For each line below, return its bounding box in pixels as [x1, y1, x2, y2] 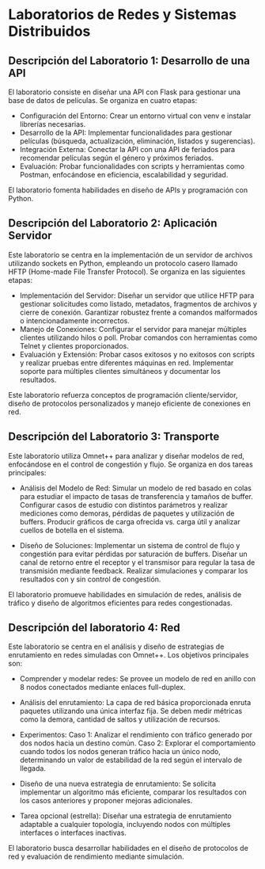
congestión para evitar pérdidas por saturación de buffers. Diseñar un [19, 549, 248, 558]
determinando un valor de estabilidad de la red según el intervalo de [19, 755, 243, 765]
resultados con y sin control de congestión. [19, 574, 161, 584]
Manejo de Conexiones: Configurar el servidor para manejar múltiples [19, 324, 248, 333]
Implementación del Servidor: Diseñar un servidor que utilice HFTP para [19, 291, 255, 300]
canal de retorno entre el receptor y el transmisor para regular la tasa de [19, 557, 256, 567]
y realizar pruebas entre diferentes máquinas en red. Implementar [19, 358, 234, 368]
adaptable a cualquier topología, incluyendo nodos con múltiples [19, 820, 231, 829]
